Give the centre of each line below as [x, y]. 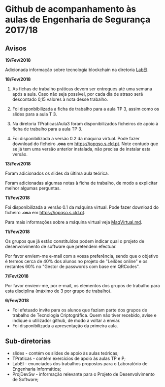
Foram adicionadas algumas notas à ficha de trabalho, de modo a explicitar [81, 183]
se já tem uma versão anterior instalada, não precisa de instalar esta [82, 149]
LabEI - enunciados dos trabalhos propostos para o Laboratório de [80, 363]
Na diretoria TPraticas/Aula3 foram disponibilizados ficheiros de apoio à [85, 124]
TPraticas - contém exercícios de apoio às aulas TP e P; [69, 358]
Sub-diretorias [28, 341]
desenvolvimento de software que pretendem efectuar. [61, 246]
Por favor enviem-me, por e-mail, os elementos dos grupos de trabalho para [82, 286]
